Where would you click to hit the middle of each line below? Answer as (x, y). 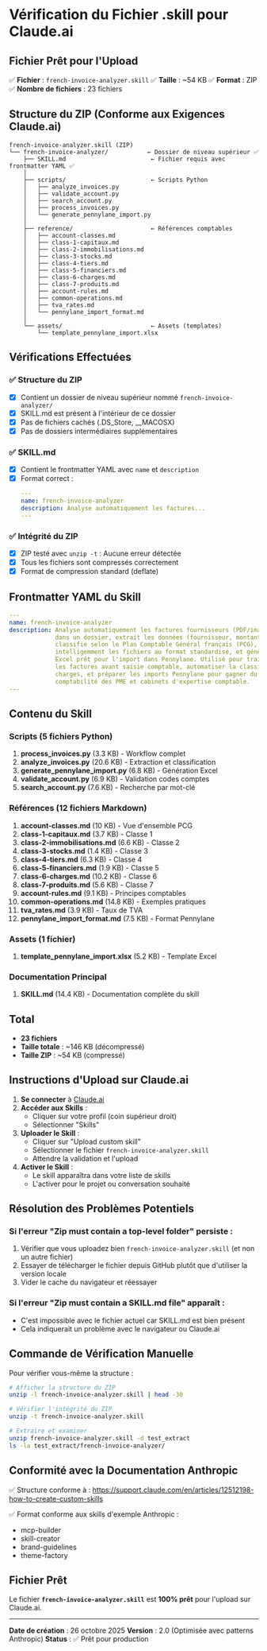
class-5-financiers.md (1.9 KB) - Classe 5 (90, 867)
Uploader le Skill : (50, 1133)
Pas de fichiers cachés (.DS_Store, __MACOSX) (97, 422)
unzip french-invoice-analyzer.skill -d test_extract (100, 1438)
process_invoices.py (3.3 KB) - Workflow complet (103, 754)
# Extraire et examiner (48, 1431)
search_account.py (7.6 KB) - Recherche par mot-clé (108, 788)
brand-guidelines (49, 1547)
